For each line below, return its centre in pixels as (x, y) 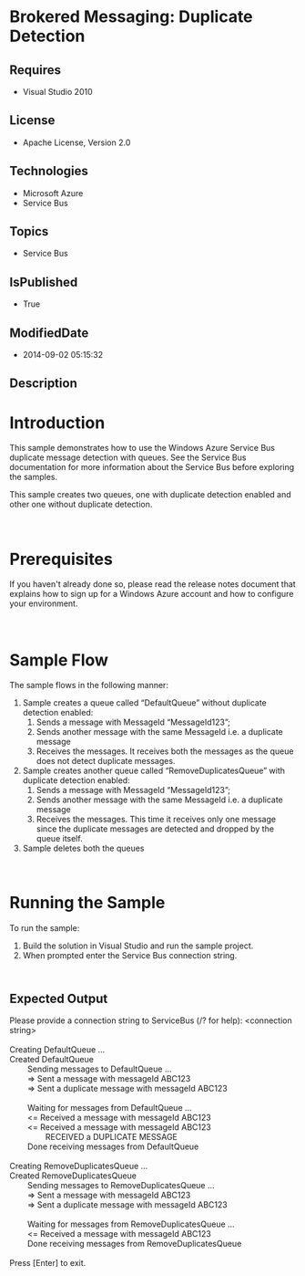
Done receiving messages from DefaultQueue (113, 1146)
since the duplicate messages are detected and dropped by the (155, 829)
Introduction (57, 423)
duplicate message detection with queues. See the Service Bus (128, 457)
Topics (29, 231)
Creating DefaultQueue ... (57, 1050)
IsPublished (44, 282)
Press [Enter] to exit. (48, 1263)
